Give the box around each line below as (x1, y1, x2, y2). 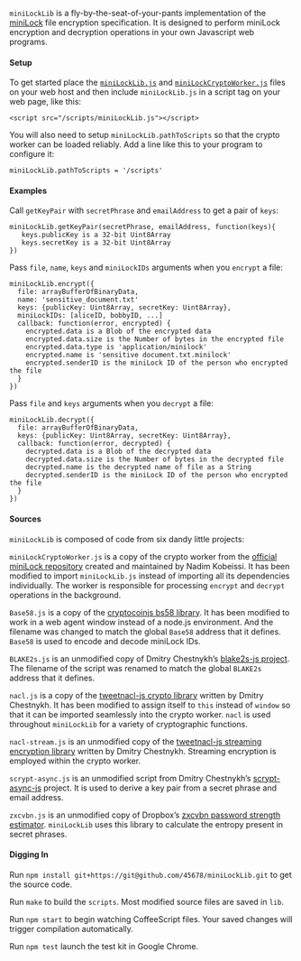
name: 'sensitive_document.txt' (17, 295, 140, 305)
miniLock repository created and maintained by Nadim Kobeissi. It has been (9, 560, 290, 571)
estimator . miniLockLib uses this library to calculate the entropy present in (9, 818, 284, 829)
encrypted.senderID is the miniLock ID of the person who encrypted (25, 358, 288, 368)
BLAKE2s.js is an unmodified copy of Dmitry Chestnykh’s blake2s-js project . (9, 653, 290, 664)
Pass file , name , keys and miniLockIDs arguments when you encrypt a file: (9, 262, 284, 273)
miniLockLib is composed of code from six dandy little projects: (9, 533, 245, 544)
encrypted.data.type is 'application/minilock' (25, 343, 207, 352)
